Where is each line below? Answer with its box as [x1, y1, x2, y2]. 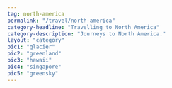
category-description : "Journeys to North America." [7, 30, 166, 38]
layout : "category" [7, 37, 65, 44]
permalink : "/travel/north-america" [7, 17, 115, 24]
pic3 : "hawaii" [7, 57, 52, 64]
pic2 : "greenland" [7, 50, 62, 57]
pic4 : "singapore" [7, 63, 62, 70]
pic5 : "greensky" [7, 70, 59, 77]
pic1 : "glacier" [7, 43, 55, 50]
